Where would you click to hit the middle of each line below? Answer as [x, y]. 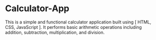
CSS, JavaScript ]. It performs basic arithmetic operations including [73, 27]
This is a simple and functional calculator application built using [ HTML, [78, 22]
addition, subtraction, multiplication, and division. [55, 32]
